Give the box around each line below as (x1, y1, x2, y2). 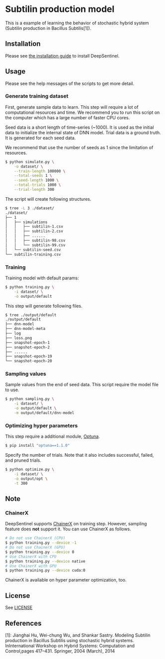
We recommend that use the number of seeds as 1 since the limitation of (5, 144, 154, 150)
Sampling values (5, 370, 46, 377)
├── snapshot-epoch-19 (5, 354, 52, 359)
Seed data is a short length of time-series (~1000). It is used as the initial (5, 124, 154, 130)
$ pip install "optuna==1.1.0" (5, 443, 70, 448)
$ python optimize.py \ (5, 467, 55, 472)
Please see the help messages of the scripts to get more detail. (5, 81, 134, 86)
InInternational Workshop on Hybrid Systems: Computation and (5, 643, 135, 649)
